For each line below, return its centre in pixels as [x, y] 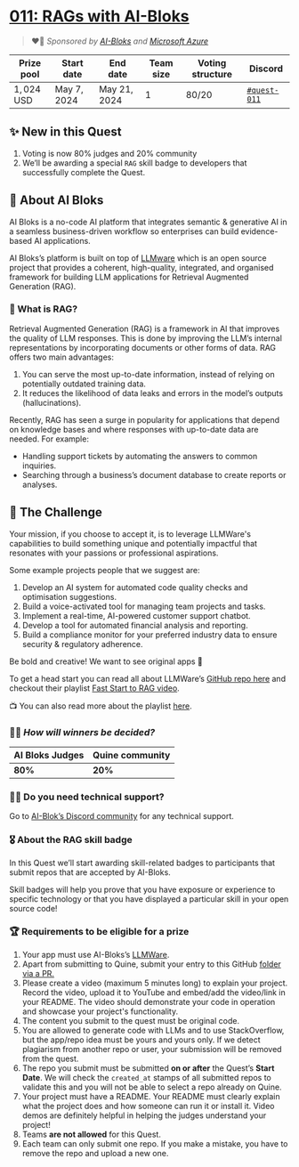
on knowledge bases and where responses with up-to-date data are [134, 429]
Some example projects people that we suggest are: [105, 570]
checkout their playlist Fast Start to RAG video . [94, 688]
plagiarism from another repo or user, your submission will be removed [152, 1049]
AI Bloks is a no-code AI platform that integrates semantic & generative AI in [148, 222]
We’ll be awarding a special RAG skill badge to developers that [134, 163]
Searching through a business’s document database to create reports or [154, 474]
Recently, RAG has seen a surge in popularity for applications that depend [145, 419]
